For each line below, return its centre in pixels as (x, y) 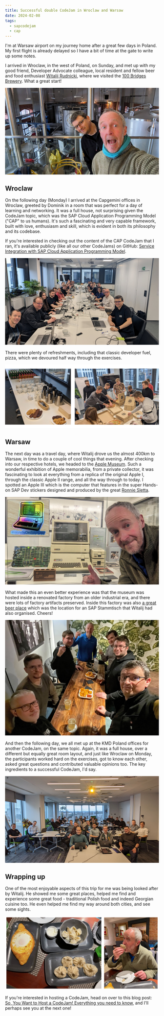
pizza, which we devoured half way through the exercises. (63, 358)
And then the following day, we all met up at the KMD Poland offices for (77, 743)
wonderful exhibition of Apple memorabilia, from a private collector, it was (79, 469)
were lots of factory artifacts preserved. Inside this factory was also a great (81, 603)
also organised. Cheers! (29, 613)
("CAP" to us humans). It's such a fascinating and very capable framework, (81, 221)
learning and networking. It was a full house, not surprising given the (74, 210)
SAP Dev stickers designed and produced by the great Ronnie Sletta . (81, 490)
